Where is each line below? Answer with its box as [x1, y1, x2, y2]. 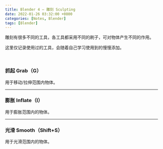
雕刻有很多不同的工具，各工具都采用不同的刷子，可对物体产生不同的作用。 [5, 34, 154, 40]
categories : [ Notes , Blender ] [5, 16, 66, 21]
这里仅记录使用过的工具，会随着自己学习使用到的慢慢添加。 [5, 45, 124, 51]
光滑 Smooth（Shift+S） [5, 127, 63, 134]
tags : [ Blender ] [5, 20, 38, 26]
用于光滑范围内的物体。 [5, 139, 52, 145]
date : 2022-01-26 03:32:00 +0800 [5, 12, 73, 16]
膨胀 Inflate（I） [5, 97, 43, 104]
